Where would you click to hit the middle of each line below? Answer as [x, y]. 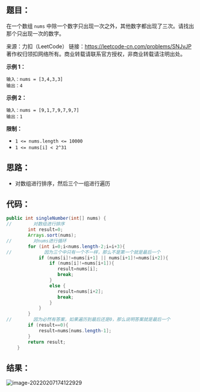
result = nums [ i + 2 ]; [80, 291]
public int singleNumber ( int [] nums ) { [56, 219]
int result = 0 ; [45, 230]
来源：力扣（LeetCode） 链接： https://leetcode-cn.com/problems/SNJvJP [99, 46]
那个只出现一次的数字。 [35, 33]
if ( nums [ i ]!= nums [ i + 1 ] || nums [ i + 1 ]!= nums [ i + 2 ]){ [103, 258]
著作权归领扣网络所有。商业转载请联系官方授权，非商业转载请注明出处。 [96, 54]
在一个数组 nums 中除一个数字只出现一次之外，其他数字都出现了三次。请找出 [100, 26]
